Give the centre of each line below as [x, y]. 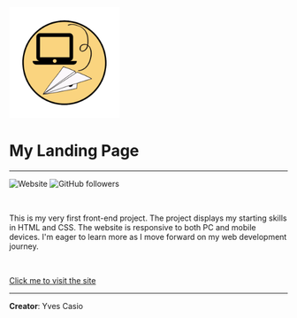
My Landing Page [74, 151]
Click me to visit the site [53, 280]
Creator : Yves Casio [46, 306]
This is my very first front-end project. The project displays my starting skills [148, 218]
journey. [24, 246]
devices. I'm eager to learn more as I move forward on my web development [148, 237]
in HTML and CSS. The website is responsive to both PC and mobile [133, 227]
